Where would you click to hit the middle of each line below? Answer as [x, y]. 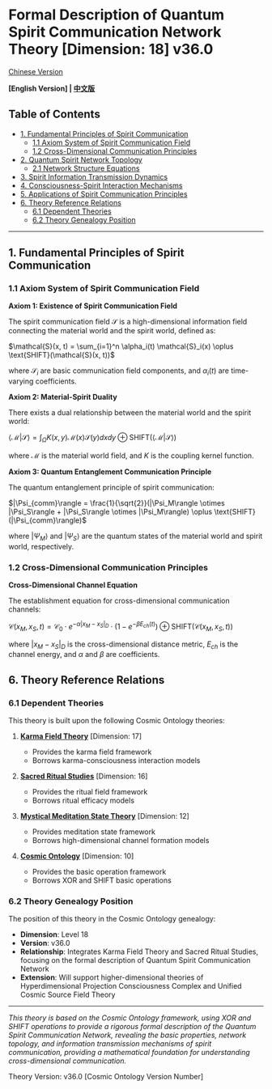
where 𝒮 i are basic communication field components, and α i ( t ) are [119, 372]
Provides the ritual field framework [90, 792]
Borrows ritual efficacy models [83, 801]
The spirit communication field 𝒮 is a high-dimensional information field [128, 322]
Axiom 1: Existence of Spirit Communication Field [93, 306]
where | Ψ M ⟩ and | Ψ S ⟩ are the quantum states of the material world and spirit [136, 537]
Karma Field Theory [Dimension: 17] [81, 736]
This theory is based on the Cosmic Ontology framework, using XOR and [130, 1018]
